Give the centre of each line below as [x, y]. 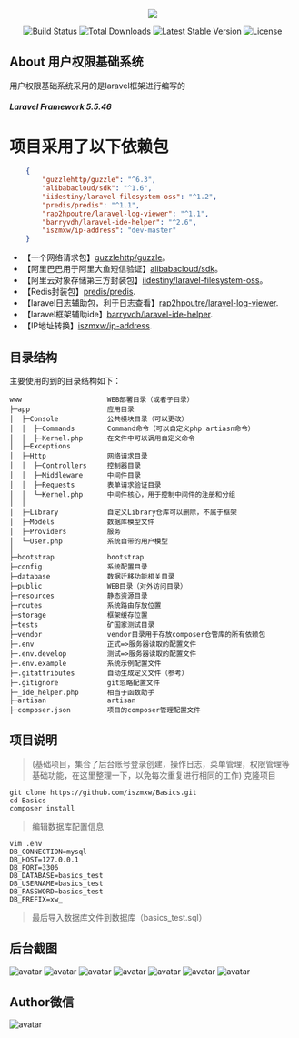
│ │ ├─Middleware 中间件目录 [75, 476]
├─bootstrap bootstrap [77, 558]
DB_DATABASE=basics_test [56, 875]
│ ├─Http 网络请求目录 [79, 456]
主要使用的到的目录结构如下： [65, 381]
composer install [42, 808]
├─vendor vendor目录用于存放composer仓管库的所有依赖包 [138, 635]
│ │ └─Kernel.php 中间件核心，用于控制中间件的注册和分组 [123, 495]
